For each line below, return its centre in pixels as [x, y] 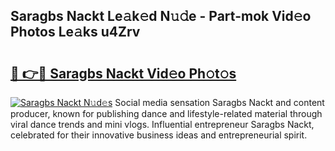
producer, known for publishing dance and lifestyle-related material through [166, 113]
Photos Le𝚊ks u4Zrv [75, 32]
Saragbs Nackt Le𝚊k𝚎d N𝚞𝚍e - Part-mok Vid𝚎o [161, 16]
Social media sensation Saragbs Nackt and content [219, 102]
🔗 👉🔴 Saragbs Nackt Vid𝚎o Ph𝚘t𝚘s [123, 73]
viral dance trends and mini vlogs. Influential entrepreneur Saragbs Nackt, [162, 124]
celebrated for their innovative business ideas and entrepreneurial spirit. [159, 135]
